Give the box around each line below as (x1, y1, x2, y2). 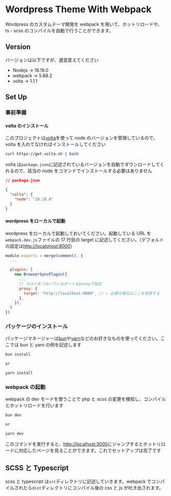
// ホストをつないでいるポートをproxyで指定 (18, 281, 102, 287)
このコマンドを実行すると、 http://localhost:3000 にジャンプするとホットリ (5, 441, 161, 447)
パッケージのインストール (5, 323, 68, 330)
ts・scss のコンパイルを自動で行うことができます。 (5, 27, 114, 34)
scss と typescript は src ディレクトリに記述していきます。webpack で (5, 478, 152, 484)
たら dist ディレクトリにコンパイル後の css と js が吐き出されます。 (22, 484, 164, 491)
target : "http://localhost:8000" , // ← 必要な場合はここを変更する (23, 291, 160, 296)
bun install (5, 352, 31, 357)
